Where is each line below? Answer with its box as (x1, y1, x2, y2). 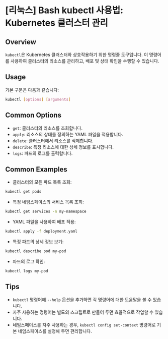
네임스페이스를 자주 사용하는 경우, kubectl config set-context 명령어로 (12, 321, 156, 328)
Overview (5, 37, 37, 46)
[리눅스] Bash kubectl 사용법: (5, 5, 124, 16)
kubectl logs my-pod (5, 268, 49, 273)
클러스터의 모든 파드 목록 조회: (12, 179, 72, 185)
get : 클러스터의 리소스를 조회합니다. (12, 125, 83, 131)
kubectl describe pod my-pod (5, 248, 66, 254)
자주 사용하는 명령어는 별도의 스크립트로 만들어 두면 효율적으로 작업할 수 (12, 309, 154, 315)
